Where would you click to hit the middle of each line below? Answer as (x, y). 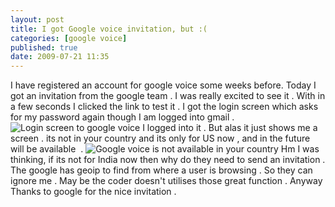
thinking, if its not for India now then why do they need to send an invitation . (168, 160)
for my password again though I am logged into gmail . (122, 117)
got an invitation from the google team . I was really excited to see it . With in (168, 96)
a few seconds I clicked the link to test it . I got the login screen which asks (164, 107)
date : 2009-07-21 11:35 (60, 57)
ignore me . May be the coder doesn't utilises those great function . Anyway (166, 181)
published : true (44, 47)
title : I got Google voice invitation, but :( (109, 29)
